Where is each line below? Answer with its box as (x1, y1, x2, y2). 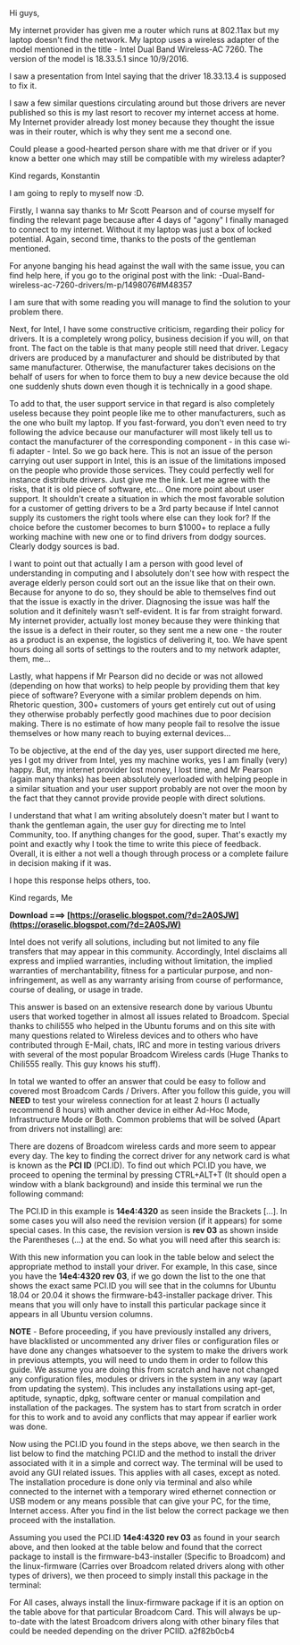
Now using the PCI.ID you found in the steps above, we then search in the (9, 1439, 280, 1449)
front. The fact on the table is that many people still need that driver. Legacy (9, 343, 288, 353)
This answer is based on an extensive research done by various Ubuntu (9, 1002, 273, 1012)
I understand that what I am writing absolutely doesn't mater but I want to (9, 810, 279, 820)
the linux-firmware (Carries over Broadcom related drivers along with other (9, 1561, 285, 1571)
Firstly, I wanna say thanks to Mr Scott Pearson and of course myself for (9, 205, 275, 216)
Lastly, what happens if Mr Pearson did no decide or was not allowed (9, 671, 263, 681)
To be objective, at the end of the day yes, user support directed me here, (9, 745, 281, 756)
